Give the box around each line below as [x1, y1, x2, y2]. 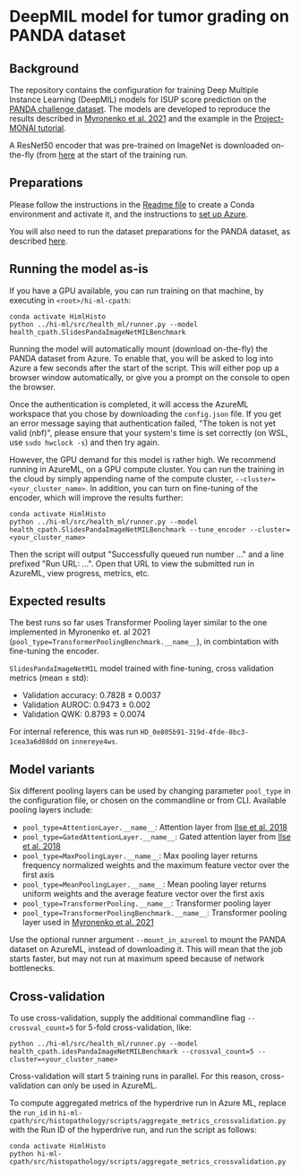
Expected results [9, 593, 106, 609]
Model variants [9, 762, 96, 777]
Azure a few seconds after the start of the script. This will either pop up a [9, 362, 279, 373]
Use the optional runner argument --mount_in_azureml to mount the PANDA [9, 934, 287, 945]
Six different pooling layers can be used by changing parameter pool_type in [9, 786, 291, 796]
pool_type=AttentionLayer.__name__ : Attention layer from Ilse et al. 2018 [21, 822, 288, 833]
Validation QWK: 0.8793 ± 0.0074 [21, 709, 146, 719]
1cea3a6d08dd [9, 737, 58, 746]
